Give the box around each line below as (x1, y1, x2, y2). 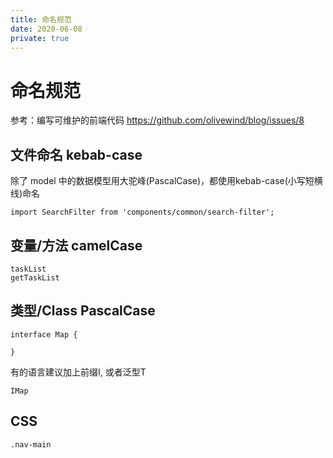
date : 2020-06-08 (10, 24, 83, 34)
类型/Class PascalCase (10, 302, 156, 320)
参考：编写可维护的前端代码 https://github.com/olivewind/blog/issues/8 (10, 114, 305, 126)
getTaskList (10, 272, 60, 283)
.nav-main (10, 439, 52, 450)
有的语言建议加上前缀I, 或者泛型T (10, 366, 147, 378)
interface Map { (10, 329, 78, 340)
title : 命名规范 (10, 14, 72, 25)
